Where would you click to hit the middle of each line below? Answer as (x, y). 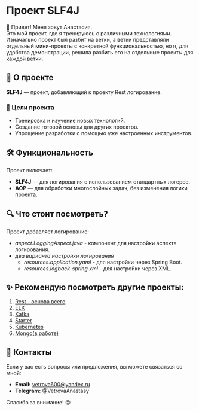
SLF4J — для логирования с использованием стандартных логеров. (102, 182)
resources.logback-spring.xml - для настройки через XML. (97, 268)
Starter (23, 321)
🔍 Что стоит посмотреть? (57, 214)
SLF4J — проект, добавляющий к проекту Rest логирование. (84, 92)
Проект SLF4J (43, 10)
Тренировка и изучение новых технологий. (70, 121)
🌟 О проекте (30, 77)
